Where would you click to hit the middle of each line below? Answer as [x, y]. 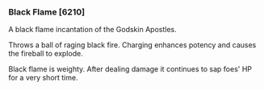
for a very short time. [43, 78]
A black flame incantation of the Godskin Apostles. [92, 30]
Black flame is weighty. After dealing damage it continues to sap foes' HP [130, 69]
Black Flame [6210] [47, 12]
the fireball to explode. [46, 54]
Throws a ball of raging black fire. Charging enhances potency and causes [132, 45]
